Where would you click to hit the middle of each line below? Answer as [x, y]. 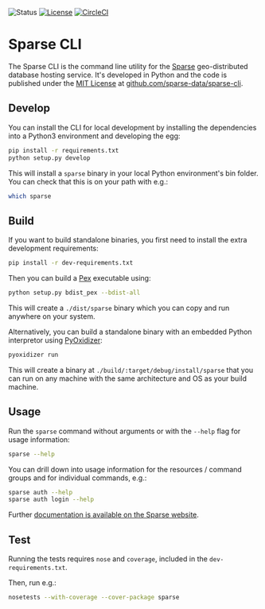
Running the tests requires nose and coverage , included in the [108, 559]
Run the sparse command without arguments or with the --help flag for [125, 431]
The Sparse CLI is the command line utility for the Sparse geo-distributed [128, 66]
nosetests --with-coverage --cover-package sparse [94, 597]
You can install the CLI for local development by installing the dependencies [132, 127]
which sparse [30, 196]
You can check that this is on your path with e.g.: [88, 181]
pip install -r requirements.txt [64, 150]
